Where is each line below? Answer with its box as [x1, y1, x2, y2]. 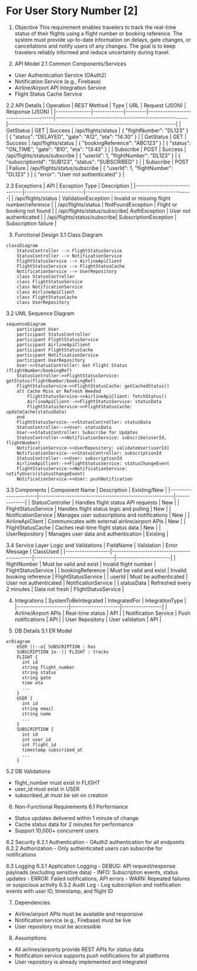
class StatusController [16, 273, 75, 280]
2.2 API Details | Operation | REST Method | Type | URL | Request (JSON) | [6, 101, 186, 109]
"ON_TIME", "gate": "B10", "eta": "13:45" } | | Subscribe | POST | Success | [6, 146, 186, 153]
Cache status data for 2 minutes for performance [14, 821, 134, 828]
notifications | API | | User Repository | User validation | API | [14, 615, 162, 623]
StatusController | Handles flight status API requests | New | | [31, 498, 179, 506]
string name [21, 711, 51, 717]
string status [21, 670, 57, 675]
